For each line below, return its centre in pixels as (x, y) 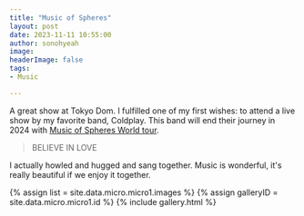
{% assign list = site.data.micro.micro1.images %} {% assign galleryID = (144, 192)
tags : (20, 69)
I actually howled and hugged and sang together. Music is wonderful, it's (146, 165)
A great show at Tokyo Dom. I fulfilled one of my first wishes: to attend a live (152, 111)
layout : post (34, 26)
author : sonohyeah (44, 43)
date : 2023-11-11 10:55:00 (61, 34)
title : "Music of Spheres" (61, 18)
